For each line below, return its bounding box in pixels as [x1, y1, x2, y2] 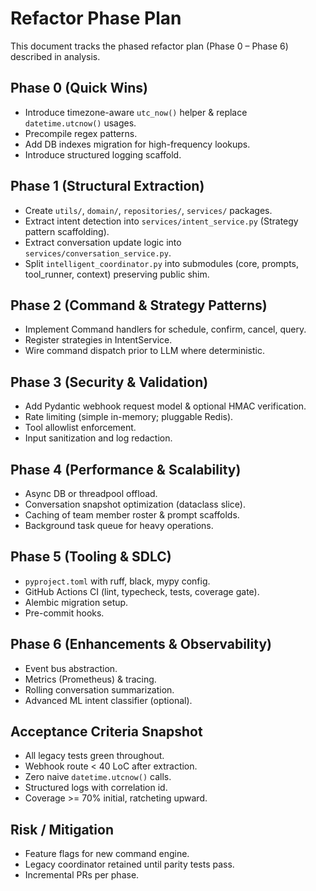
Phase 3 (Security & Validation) [10, 373, 209, 391]
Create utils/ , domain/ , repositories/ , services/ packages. [24, 204, 273, 216]
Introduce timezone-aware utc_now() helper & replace [24, 106, 248, 118]
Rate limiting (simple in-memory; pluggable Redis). [24, 411, 234, 423]
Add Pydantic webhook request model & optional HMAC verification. [24, 400, 307, 412]
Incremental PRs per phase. [24, 869, 140, 881]
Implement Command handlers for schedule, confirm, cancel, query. [24, 323, 307, 336]
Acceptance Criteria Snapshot [10, 723, 203, 741]
